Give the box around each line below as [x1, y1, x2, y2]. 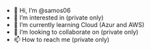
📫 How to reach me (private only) [13, 36, 110, 43]
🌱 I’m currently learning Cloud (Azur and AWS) [13, 21, 145, 28]
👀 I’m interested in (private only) [13, 14, 104, 22]
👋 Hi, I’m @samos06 [13, 7, 71, 14]
